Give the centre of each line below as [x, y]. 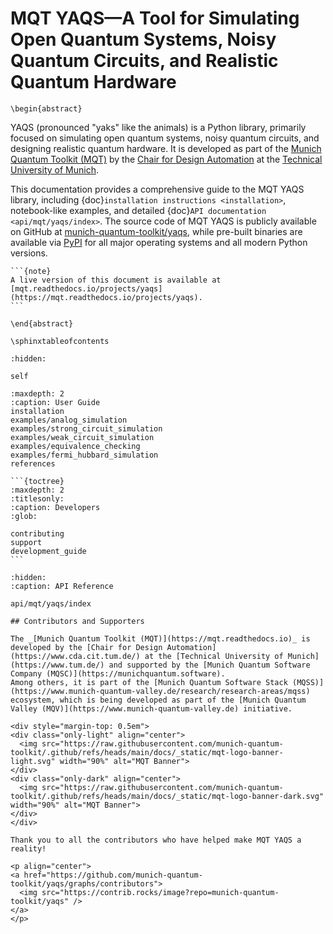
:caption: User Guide [55, 402]
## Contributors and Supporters [77, 621]
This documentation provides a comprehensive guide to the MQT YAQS [157, 189]
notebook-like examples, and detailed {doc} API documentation [138, 210]
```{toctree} [37, 481]
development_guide [48, 551]
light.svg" [33, 761]
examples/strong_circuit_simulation [86, 428]
